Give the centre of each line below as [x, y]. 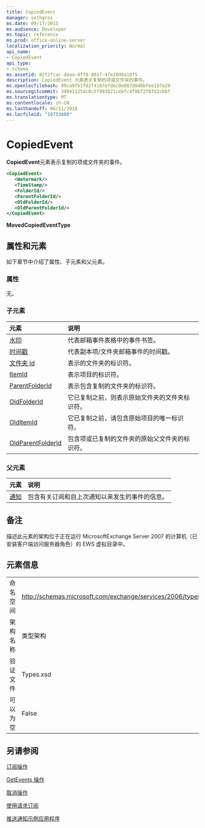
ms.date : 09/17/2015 [33, 23]
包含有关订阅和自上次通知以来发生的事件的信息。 [98, 497]
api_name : [19, 52]
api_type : [19, 63]
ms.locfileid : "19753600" [39, 114]
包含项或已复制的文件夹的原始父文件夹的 [126, 439]
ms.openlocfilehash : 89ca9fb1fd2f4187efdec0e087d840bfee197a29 [88, 86]
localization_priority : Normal [46, 46]
